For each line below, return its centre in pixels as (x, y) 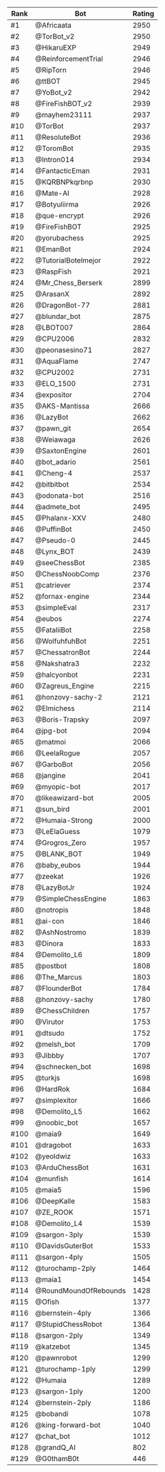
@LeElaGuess (58, 831)
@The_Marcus (59, 977)
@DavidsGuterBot (64, 1246)
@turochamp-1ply (66, 1369)
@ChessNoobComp (67, 574)
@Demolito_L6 (59, 955)
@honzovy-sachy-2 (69, 697)
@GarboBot (54, 764)
